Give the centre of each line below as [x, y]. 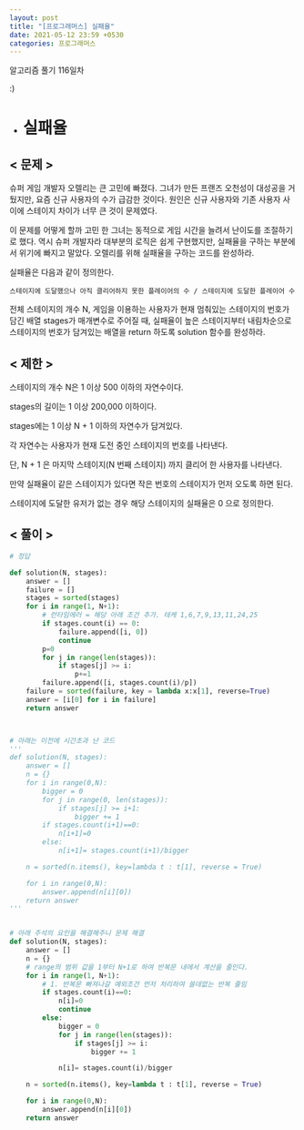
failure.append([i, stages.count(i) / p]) [120, 683]
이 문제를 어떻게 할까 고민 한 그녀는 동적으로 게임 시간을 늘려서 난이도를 [136, 230]
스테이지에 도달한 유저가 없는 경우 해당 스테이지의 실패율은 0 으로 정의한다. [142, 504]
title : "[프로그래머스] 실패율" [62, 26]
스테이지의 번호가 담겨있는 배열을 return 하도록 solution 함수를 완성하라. [137, 332]
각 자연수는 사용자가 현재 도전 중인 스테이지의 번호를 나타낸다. [119, 445]
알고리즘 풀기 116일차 [47, 70]
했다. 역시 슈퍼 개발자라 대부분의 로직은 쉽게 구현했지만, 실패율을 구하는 [145, 241]
